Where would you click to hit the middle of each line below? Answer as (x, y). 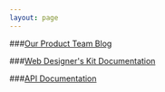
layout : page (34, 18)
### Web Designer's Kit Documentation (82, 60)
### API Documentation (53, 78)
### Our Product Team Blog (61, 43)
